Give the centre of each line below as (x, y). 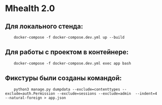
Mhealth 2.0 (30, 8)
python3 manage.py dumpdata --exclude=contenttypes (67, 89)
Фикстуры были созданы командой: (64, 78)
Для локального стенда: (44, 26)
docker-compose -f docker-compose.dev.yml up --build (69, 37)
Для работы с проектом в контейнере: (67, 52)
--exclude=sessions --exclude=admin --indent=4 (107, 93)
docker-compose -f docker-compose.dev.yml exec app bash (73, 63)
